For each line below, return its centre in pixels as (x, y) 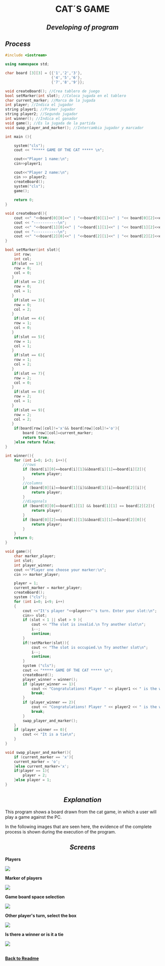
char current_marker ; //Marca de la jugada (50, 100)
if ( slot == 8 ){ (29, 392)
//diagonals (35, 501)
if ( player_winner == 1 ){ (49, 684)
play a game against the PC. (34, 817)
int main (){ (18, 136)
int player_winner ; (34, 565)
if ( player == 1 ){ (32, 771)
